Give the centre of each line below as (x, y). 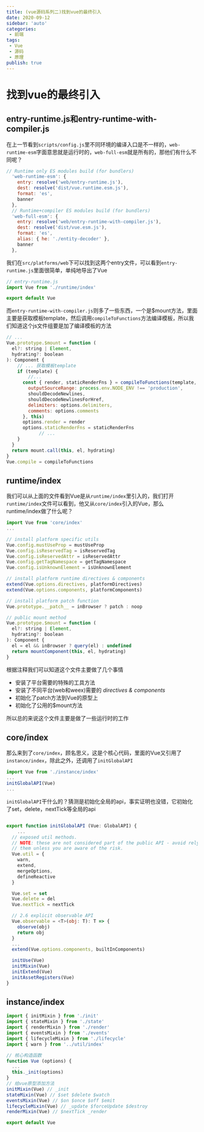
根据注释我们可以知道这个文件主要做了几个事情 (65, 669)
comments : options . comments (63, 411)
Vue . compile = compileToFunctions (50, 462)
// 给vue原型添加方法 (30, 1084)
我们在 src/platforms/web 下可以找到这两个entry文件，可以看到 (84, 263)
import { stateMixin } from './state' (55, 1022)
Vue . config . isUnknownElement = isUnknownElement (69, 568)
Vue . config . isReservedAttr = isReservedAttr (63, 556)
